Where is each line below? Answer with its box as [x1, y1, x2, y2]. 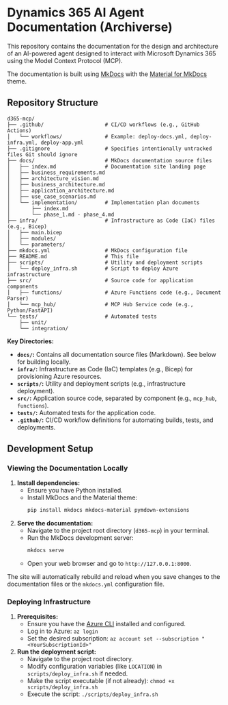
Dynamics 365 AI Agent [7, 5, 145, 21]
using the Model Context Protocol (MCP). [7, 56, 123, 64]
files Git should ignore [7, 151, 78, 158]
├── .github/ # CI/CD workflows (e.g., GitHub [7, 121, 200, 128]
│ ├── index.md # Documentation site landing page [7, 163, 206, 170]
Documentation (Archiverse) [7, 19, 173, 35]
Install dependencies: [16, 479, 81, 487]
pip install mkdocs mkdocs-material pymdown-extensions [27, 507, 190, 514]
